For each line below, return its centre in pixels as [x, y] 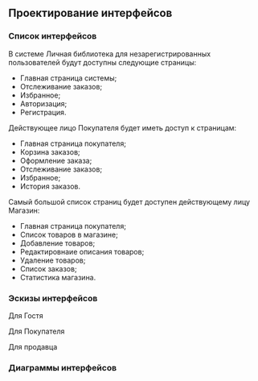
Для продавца [33, 346]
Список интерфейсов [53, 36]
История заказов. [50, 186]
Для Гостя [26, 315]
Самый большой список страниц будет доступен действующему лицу [129, 201]
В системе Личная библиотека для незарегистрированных [110, 54]
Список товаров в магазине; [69, 234]
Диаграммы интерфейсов [63, 367]
